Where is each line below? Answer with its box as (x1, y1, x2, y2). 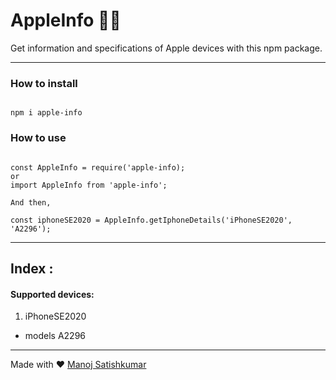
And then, (10, 197, 52, 208)
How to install (10, 76, 78, 90)
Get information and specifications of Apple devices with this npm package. (10, 42, 323, 54)
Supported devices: (10, 288, 95, 300)
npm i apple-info (10, 108, 83, 118)
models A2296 (24, 330, 87, 342)
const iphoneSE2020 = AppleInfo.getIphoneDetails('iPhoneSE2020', (10, 215, 293, 225)
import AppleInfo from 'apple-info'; (10, 180, 168, 190)
